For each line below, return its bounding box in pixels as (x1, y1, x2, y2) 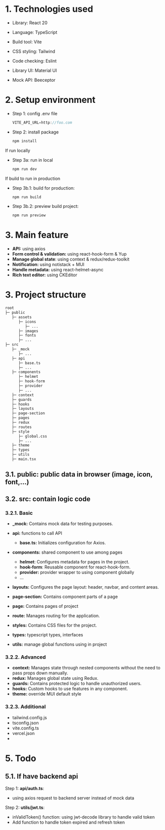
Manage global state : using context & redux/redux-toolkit (12, 256, 130, 262)
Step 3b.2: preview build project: (12, 203, 79, 209)
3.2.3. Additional (5, 703, 46, 710)
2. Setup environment (5, 95, 96, 105)
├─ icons (18, 319, 36, 324)
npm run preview (12, 213, 46, 218)
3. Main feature (5, 230, 69, 241)
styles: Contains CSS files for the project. (12, 622, 97, 628)
